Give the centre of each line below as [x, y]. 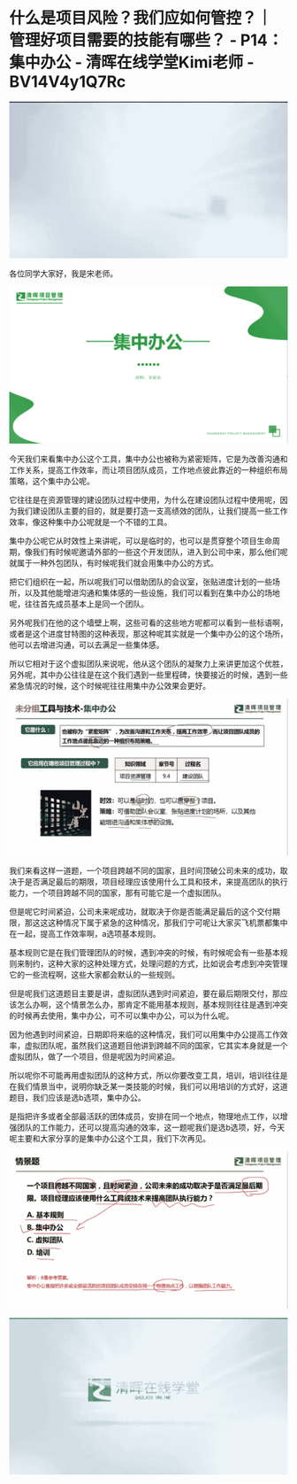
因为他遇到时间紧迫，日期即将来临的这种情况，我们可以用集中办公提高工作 [145, 1035]
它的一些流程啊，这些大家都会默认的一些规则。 [94, 975]
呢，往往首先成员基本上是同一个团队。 [79, 604]
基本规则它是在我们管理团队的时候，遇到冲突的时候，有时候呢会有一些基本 [145, 953]
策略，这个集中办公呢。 [52, 481]
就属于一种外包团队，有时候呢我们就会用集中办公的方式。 [114, 562]
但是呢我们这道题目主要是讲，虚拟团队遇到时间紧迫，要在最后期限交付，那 [145, 993]
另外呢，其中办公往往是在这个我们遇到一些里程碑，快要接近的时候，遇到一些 [148, 675]
